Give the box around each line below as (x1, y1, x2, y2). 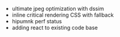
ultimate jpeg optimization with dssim (11, 5, 104, 12)
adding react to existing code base (11, 24, 98, 31)
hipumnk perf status (11, 18, 62, 24)
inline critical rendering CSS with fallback (11, 11, 114, 18)
